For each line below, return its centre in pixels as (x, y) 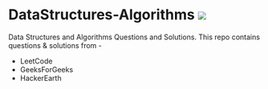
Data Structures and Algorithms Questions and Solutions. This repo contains (134, 37)
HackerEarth (41, 78)
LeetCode (36, 61)
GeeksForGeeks (47, 69)
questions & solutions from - (55, 45)
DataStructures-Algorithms (102, 15)
